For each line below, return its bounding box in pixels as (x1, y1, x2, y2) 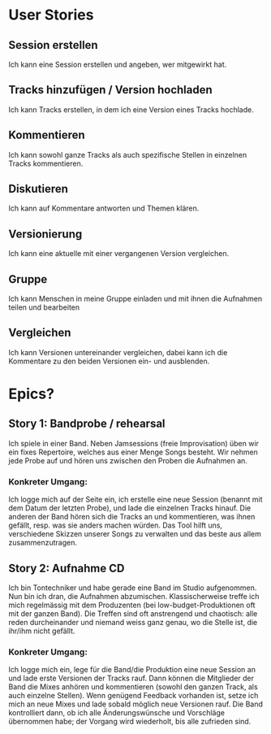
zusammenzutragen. (8, 538, 77, 548)
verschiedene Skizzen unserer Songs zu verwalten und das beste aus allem (8, 529, 261, 539)
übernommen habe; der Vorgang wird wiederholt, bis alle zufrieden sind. (8, 717, 252, 727)
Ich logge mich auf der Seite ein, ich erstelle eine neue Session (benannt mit (8, 494, 263, 505)
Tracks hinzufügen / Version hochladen (8, 83, 213, 97)
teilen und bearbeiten (8, 302, 80, 312)
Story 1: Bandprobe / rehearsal (8, 417, 166, 431)
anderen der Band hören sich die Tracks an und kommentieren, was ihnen (8, 512, 256, 522)
